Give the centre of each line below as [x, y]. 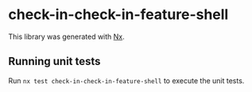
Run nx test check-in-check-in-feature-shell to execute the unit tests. [126, 80]
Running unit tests [54, 61]
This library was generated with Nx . [66, 36]
